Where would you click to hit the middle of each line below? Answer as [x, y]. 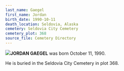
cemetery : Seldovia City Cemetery [42, 29]
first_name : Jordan [26, 15]
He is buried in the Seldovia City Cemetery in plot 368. [62, 63]
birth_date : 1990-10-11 [30, 19]
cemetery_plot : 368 [26, 33]
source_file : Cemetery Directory [41, 39]
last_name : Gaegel [25, 10]
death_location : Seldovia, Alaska [42, 24]
